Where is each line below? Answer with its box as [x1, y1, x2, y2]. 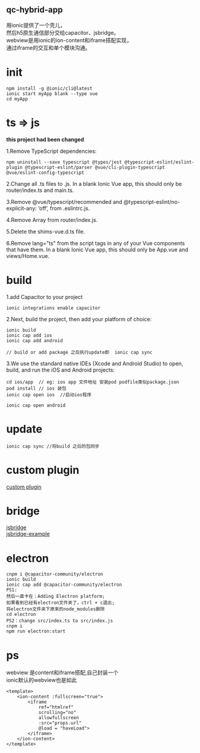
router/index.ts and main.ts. [6, 186, 74, 194]
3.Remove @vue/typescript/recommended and [6, 198, 123, 205]
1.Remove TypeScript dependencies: [6, 147, 97, 155]
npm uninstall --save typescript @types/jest [6, 159, 122, 165]
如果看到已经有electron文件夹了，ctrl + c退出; [6, 600, 115, 606]
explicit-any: [6, 204, 37, 212]
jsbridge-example [6, 530, 50, 538]
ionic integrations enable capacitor [6, 305, 101, 311]
